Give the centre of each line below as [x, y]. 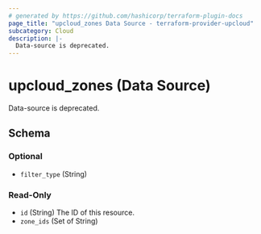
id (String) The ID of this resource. [77, 213]
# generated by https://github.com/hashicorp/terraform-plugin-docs [126, 16]
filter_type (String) [53, 173]
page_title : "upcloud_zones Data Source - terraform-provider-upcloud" [131, 23]
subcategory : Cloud [41, 31]
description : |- [35, 38]
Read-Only [30, 194]
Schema [29, 134]
